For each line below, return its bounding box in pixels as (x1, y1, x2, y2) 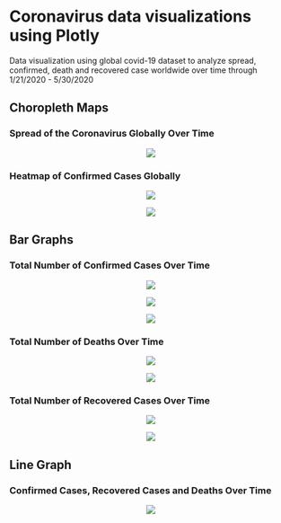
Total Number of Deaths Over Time (9, 335, 164, 348)
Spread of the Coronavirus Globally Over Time (9, 128, 215, 140)
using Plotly (9, 25, 101, 46)
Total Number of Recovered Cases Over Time (9, 394, 211, 406)
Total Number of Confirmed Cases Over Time (9, 259, 211, 271)
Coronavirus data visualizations (9, 6, 252, 27)
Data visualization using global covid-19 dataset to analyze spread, (9, 55, 257, 66)
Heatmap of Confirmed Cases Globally (9, 169, 181, 182)
